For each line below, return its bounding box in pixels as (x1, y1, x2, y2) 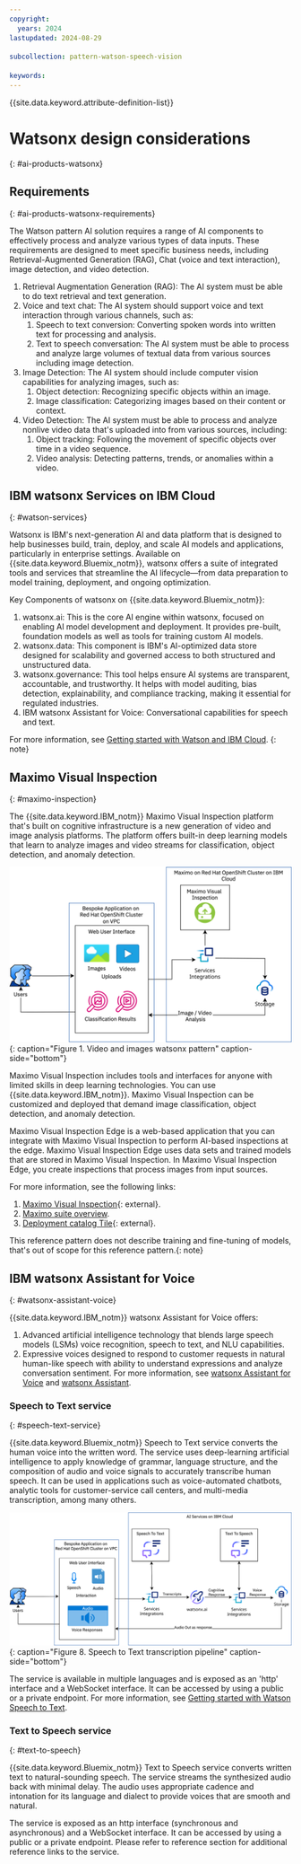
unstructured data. (21, 660, 91, 671)
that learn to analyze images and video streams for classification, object (9, 840, 275, 850)
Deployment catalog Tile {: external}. (21, 1218, 157, 1229)
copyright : (9, 14, 50, 23)
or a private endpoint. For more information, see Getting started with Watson (9, 1693, 291, 1703)
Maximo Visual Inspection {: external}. (21, 1199, 161, 1209)
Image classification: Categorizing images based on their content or (35, 395, 287, 406)
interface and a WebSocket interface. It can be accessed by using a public (9, 1684, 284, 1694)
